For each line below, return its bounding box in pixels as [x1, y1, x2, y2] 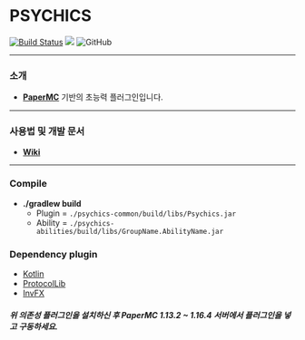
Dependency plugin [9, 248, 98, 260]
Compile [9, 178, 47, 190]
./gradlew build [22, 198, 82, 209]
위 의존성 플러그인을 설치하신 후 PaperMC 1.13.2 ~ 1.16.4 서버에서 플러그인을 [9, 309, 282, 320]
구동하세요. [18, 321, 59, 332]
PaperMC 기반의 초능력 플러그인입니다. [22, 92, 163, 102]
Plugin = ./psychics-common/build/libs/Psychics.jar [35, 208, 237, 219]
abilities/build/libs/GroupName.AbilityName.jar [35, 227, 224, 236]
